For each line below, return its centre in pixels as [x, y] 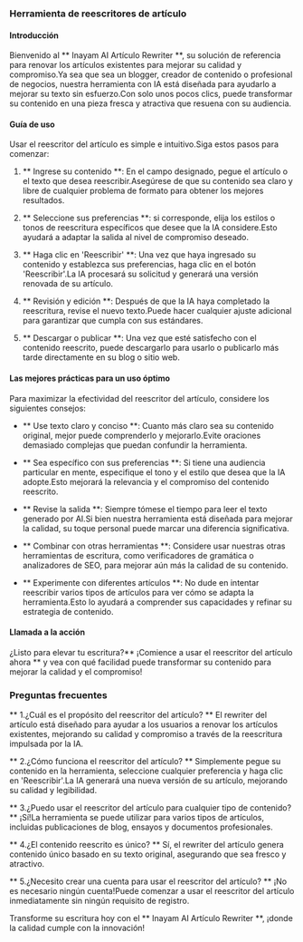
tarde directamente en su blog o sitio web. [101, 357]
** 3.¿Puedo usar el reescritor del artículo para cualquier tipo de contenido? [151, 808]
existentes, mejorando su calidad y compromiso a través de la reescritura [146, 734]
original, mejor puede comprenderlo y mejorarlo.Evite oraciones [142, 435]
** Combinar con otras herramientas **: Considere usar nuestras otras [154, 546]
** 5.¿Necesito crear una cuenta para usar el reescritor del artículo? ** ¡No [148, 881]
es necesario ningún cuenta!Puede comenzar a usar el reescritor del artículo [152, 891]
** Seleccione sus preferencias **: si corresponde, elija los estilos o [149, 218]
